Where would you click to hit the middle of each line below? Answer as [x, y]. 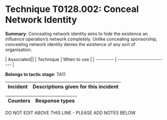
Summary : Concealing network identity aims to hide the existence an [76, 33]
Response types [55, 100]
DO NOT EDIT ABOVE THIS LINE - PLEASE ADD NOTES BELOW [70, 112]
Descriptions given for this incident [75, 86]
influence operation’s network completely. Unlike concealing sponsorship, [81, 39]
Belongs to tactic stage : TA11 [35, 74]
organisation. [19, 49]
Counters [19, 100]
